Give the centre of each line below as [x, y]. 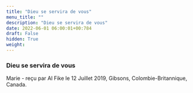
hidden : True [22, 39]
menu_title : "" [25, 17]
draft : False [22, 34]
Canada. [16, 85]
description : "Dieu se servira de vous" [57, 23]
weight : [16, 45]
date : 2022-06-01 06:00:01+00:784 [49, 28]
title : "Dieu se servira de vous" [49, 12]
